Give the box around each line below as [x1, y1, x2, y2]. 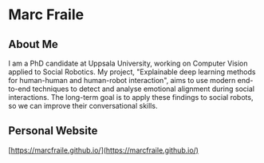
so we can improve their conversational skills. [8, 101, 158, 110]
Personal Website [8, 124, 98, 137]
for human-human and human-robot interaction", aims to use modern [8, 76, 236, 85]
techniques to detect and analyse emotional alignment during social [32, 84, 255, 93]
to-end [8, 84, 31, 93]
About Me [8, 38, 58, 51]
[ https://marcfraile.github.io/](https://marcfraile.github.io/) [8, 145, 199, 155]
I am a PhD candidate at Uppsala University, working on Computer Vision [8, 58, 248, 68]
